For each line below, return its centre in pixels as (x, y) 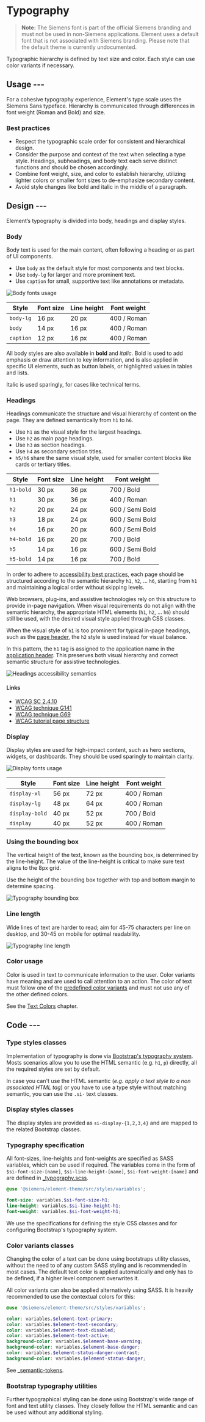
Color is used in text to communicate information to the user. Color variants (101, 974)
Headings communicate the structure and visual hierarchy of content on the (102, 414)
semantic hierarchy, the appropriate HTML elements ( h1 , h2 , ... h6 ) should (98, 612)
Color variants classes (40, 1245)
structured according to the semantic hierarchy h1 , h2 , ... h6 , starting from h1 (102, 581)
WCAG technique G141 (43, 708)
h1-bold (20, 490)
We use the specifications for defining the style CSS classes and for (92, 1223)
